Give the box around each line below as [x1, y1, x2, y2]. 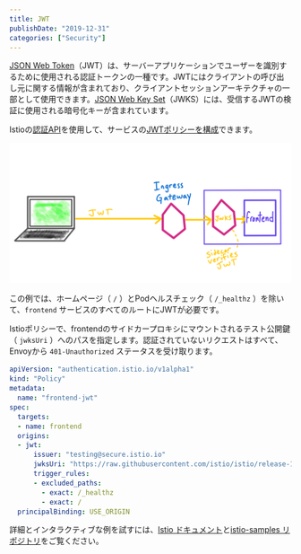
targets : [17, 412, 50, 421]
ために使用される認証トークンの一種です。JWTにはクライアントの [16, 72, 262, 83]
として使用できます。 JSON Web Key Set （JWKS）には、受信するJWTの [16, 94, 284, 105]
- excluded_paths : [32, 479, 102, 488]
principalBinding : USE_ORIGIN [17, 507, 130, 516]
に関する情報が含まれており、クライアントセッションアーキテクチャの [24, 83, 283, 93]
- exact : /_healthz [41, 488, 115, 497]
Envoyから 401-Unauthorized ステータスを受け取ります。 [9, 346, 218, 356]
